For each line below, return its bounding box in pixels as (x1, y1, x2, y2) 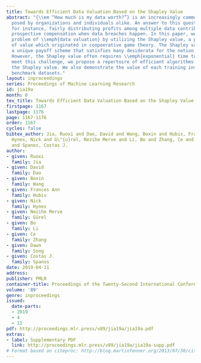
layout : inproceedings (6, 75, 63, 81)
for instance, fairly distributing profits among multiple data (11, 25, 175, 32)
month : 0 (6, 92, 28, 98)
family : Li (11, 225, 39, 231)
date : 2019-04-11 (6, 264, 50, 271)
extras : (6, 331, 26, 337)
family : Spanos (11, 259, 50, 265)
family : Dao (11, 170, 42, 176)
